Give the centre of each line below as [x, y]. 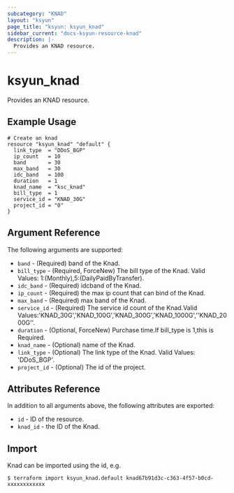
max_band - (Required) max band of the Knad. [82, 300]
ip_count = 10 [37, 156]
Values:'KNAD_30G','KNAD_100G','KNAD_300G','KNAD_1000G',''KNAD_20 [122, 315]
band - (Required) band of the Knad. [68, 263]
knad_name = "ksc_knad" [50, 187]
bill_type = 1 [36, 193]
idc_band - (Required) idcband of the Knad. [79, 285]
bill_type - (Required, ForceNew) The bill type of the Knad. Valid [111, 270]
